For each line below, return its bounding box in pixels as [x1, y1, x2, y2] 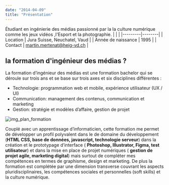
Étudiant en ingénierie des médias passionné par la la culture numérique [5, 26, 155, 32]
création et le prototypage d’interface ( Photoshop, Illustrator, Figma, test [5, 142, 160, 148]
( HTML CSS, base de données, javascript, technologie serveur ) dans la [5, 137, 156, 143]
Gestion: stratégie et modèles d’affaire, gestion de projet [12, 106, 130, 112]
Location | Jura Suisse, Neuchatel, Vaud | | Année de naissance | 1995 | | [5, 36, 157, 43]
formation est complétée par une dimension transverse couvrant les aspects [5, 163, 164, 169]
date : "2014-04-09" [5, 7, 46, 13]
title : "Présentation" [5, 12, 53, 17]
